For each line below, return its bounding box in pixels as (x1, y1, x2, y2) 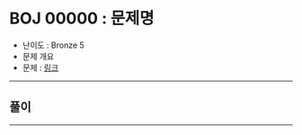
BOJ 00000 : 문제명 (9, 8, 155, 29)
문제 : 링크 (22, 62, 59, 73)
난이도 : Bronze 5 (22, 40, 85, 50)
